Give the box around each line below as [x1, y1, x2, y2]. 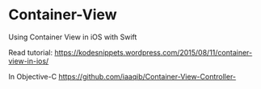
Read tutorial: [8, 47, 53, 57]
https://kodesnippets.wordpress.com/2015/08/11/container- [54, 47, 253, 57]
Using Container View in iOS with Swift [8, 32, 137, 42]
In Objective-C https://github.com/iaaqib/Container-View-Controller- [8, 71, 237, 81]
